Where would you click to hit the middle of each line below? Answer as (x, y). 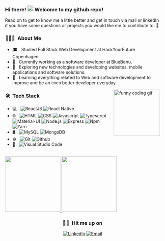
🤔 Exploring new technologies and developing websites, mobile (77, 67)
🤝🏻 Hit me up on (82, 223)
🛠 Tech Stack (23, 96)
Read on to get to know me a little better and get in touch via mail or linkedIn (82, 20)
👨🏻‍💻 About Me (23, 38)
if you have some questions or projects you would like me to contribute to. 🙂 (82, 26)
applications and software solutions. (49, 72)
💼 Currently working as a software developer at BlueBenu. (72, 62)
